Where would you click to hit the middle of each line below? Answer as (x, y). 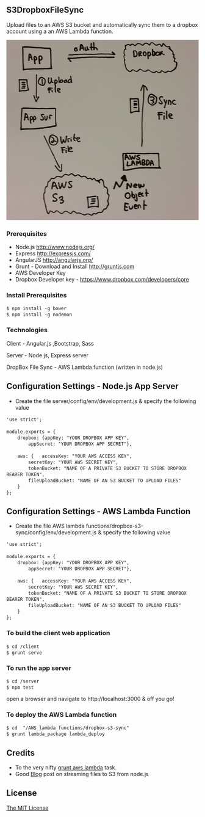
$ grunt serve (24, 653)
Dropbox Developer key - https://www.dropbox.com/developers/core (102, 280)
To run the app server (39, 668)
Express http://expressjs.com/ (53, 253)
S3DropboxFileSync (45, 10)
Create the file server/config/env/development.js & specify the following (106, 401)
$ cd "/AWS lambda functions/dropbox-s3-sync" (68, 728)
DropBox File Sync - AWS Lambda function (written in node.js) (85, 367)
